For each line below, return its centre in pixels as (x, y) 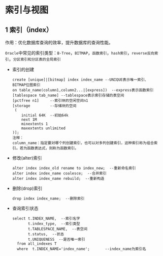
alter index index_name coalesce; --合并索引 (59, 173)
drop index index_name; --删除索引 (48, 199)
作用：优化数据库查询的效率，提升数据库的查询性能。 (59, 43)
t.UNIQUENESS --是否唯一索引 (56, 239)
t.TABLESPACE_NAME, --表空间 (58, 229)
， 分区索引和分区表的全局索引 (35, 59)
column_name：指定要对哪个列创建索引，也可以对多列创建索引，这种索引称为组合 (83, 143)
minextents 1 (35, 124)
